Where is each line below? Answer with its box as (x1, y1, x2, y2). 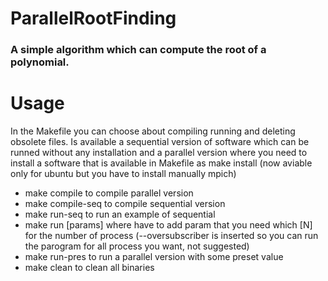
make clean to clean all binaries (24, 262, 155, 274)
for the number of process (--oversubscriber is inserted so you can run (24, 230, 319, 242)
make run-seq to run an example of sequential (24, 208, 216, 221)
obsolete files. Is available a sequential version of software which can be (10, 136, 310, 148)
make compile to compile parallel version (24, 187, 194, 199)
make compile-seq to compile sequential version (24, 198, 226, 210)
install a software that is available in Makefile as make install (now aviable (10, 157, 313, 169)
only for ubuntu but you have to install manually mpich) (10, 168, 237, 180)
